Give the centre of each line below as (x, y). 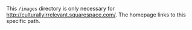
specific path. (23, 21)
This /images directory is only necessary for (61, 9)
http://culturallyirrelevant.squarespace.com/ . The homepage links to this (96, 15)
